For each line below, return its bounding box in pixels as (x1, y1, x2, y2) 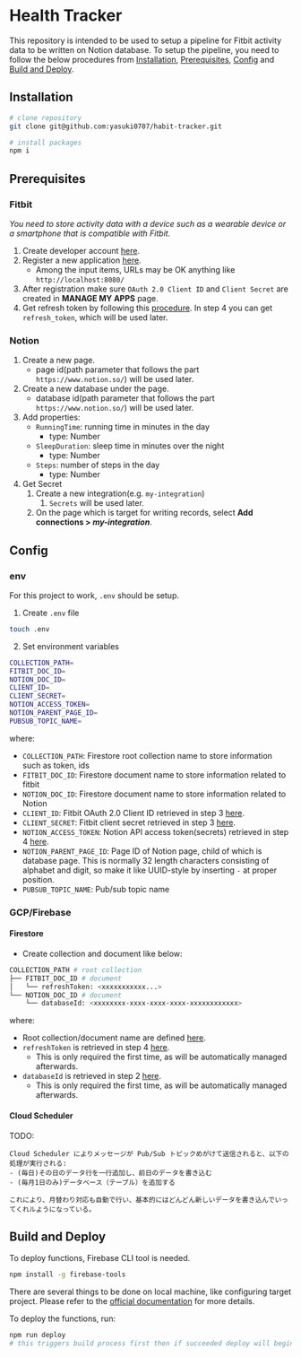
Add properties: (21, 412, 81, 422)
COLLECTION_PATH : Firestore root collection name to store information (21, 750, 273, 761)
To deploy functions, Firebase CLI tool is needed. (9, 1253, 191, 1264)
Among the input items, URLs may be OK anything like (35, 264, 236, 274)
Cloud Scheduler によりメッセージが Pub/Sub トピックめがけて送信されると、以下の (9, 1149, 289, 1158)
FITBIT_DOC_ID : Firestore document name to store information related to (21, 769, 287, 780)
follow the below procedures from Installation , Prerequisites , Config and (9, 54, 275, 65)
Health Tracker (9, 5, 123, 26)
